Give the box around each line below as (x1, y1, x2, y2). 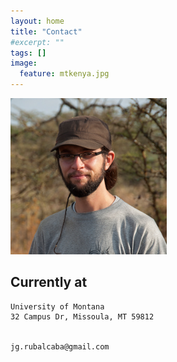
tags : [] (10, 48, 47, 58)
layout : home (10, 16, 65, 26)
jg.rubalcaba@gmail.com (10, 341, 110, 352)
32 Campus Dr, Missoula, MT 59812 (10, 311, 155, 322)
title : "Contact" (10, 26, 83, 37)
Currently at (10, 274, 88, 291)
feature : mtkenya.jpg (19, 69, 110, 79)
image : (10, 58, 38, 69)
